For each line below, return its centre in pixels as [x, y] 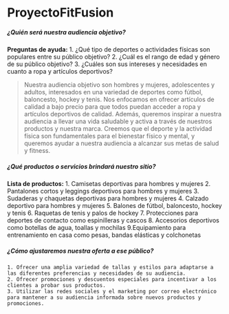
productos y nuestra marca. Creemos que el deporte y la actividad [118, 129]
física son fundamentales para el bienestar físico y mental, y [109, 136]
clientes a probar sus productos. [57, 286]
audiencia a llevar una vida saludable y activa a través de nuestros [118, 121]
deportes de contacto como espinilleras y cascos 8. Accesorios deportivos [113, 220]
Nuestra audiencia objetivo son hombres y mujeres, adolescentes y [119, 85]
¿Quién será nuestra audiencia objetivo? [66, 32]
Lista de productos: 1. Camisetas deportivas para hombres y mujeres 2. [109, 184]
